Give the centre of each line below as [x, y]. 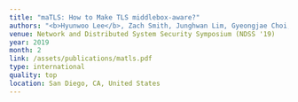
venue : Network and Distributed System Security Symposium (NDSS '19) [142, 34]
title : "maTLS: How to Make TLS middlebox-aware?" [105, 17]
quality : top [33, 75]
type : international [47, 67]
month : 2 [25, 51]
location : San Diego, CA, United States [85, 83]
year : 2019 [29, 42]
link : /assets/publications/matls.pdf [81, 59]
